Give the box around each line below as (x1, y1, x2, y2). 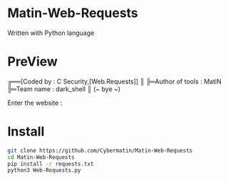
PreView (7, 53, 58, 70)
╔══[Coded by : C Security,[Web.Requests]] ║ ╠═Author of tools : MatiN (7, 77, 222, 86)
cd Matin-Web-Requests (7, 153, 75, 161)
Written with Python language (7, 29, 95, 37)
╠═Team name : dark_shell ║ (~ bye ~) (7, 84, 121, 93)
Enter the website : (7, 98, 63, 107)
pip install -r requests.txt (7, 160, 94, 167)
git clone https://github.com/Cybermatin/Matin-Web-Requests (7, 147, 193, 154)
